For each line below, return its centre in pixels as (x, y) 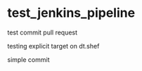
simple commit (28, 59)
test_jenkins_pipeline (71, 13)
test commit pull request (43, 32)
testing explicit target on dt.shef (53, 46)
